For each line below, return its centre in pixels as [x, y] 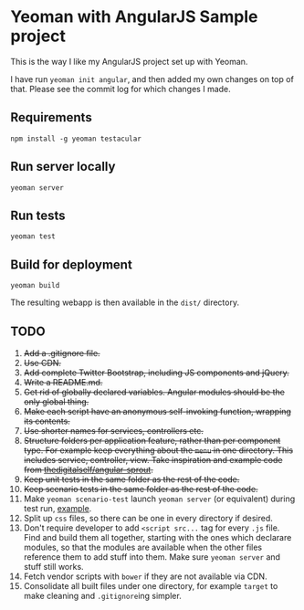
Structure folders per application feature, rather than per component [152, 441]
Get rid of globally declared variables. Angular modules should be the [154, 392]
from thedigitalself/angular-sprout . [88, 469]
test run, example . [58, 508]
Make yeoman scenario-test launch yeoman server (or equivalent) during [159, 499]
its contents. [47, 421]
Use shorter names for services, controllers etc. [114, 431]
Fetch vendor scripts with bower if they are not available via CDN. [145, 576]
